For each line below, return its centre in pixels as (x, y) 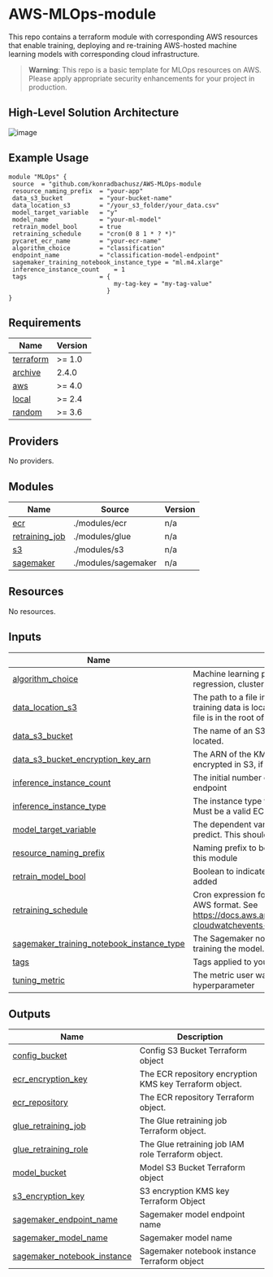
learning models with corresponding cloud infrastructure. (104, 54)
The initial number (227, 777)
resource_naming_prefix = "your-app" (78, 191)
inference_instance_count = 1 (69, 270)
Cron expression (224, 894)
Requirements (45, 323)
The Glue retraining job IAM (192, 1144)
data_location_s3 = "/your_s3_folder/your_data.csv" (116, 205)
